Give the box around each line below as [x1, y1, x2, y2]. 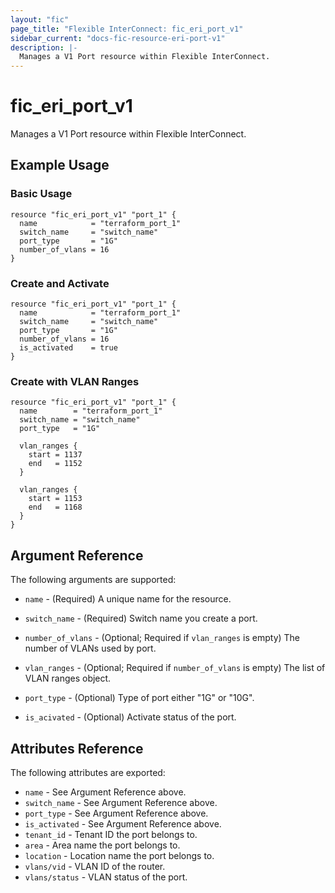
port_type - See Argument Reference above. [24, 807, 209, 819]
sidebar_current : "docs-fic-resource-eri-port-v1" [10, 33, 226, 43]
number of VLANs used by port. [24, 642, 157, 655]
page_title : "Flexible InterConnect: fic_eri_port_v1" [10, 24, 244, 34]
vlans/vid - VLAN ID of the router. [24, 860, 166, 872]
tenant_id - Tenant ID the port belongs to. [24, 828, 198, 840]
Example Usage [10, 157, 110, 174]
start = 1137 [28, 450, 83, 460]
